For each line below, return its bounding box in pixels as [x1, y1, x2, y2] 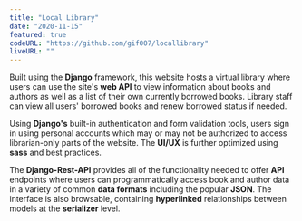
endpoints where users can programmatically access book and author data [9, 174, 290, 186]
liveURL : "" [9, 47, 54, 56]
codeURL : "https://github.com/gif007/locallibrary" [9, 38, 209, 48]
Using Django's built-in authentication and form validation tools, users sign [9, 119, 290, 130]
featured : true [9, 30, 67, 39]
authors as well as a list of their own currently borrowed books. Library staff [9, 91, 293, 102]
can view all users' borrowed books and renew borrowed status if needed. [9, 101, 287, 111]
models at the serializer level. [9, 203, 121, 214]
